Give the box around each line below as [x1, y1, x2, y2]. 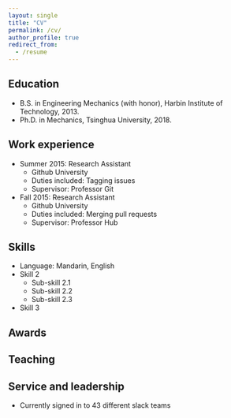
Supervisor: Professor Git [31, 184, 114, 193]
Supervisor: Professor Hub [31, 218, 118, 227]
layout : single [8, 11, 58, 20]
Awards [8, 326, 47, 339]
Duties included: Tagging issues [31, 175, 136, 185]
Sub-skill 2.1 [31, 278, 71, 288]
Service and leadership [8, 379, 125, 393]
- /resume [15, 48, 47, 56]
